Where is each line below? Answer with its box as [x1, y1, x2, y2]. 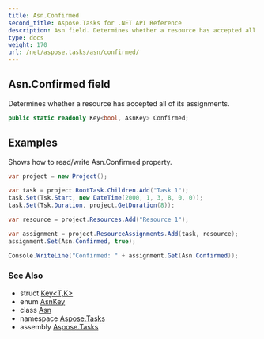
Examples [8, 136, 58, 150]
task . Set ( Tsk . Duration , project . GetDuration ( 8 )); [8, 201, 175, 210]
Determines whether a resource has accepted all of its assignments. [8, 98, 230, 108]
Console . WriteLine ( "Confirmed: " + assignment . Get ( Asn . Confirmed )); [8, 251, 239, 260]
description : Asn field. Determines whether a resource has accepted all [8, 26, 257, 34]
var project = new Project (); [8, 172, 108, 181]
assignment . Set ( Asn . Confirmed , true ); [8, 237, 136, 246]
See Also [8, 270, 43, 281]
